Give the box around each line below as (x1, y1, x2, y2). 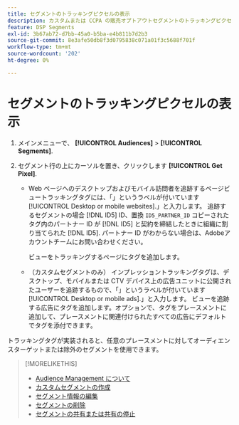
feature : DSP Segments (7, 23, 75, 31)
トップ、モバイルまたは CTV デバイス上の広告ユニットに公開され (41, 276, 232, 285)
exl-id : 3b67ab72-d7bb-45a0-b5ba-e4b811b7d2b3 (7, 30, 148, 38)
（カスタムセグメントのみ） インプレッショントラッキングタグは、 (28, 268, 223, 276)
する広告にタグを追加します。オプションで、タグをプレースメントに (28, 303, 227, 312)
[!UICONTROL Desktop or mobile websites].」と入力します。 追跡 (28, 201, 221, 210)
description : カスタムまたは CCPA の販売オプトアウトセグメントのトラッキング (7, 17, 216, 24)
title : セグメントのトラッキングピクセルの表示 (7, 10, 130, 18)
